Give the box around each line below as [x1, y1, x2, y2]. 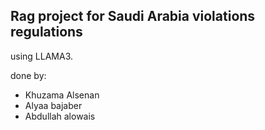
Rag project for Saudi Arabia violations [10, 8, 256, 25]
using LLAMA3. [10, 50, 74, 62]
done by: [10, 69, 47, 81]
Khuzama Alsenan [24, 89, 100, 101]
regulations [10, 24, 83, 41]
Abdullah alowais [24, 110, 96, 122]
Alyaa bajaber [24, 99, 83, 111]
